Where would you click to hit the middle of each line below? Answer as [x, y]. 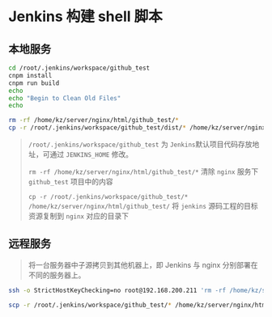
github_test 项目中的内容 [70, 182]
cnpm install [30, 75]
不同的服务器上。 [57, 275]
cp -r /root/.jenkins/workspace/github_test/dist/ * [97, 128]
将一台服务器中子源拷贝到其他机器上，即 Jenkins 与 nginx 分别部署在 [143, 264]
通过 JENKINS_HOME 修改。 [91, 154]
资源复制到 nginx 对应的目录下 [79, 216]
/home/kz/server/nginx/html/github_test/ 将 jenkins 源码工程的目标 [143, 206]
